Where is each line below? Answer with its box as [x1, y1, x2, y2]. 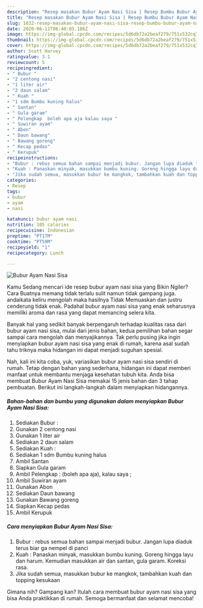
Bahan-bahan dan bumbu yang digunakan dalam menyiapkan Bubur [7, 397, 184, 405]
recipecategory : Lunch [7, 250, 64, 256]
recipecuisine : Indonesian [7, 228, 75, 234]
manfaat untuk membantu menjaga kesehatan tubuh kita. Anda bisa [7, 371, 175, 378]
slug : [7, 20, 20, 26]
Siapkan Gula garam [15, 464, 66, 472]
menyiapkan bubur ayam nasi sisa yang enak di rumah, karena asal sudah [7, 340, 190, 347]
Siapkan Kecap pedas [15, 502, 70, 510]
